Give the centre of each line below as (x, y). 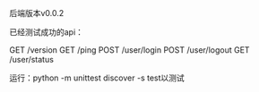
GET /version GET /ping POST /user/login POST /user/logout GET (129, 50)
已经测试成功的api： (46, 32)
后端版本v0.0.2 (37, 13)
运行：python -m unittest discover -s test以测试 (97, 78)
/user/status (31, 59)
